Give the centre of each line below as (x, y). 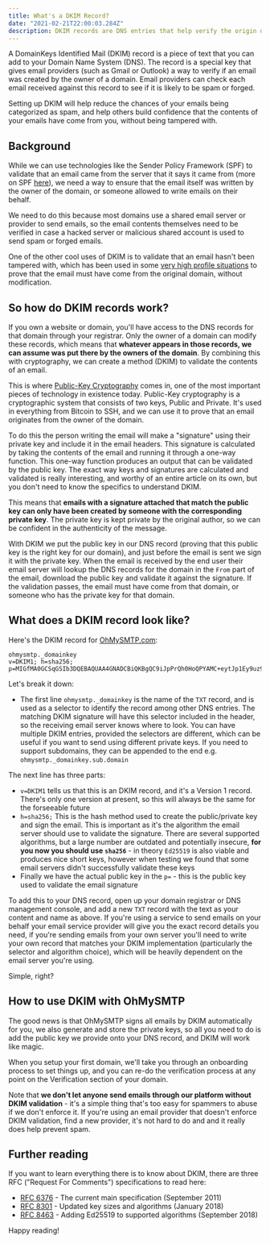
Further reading (48, 1155)
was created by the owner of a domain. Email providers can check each (127, 79)
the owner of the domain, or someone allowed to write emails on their (123, 191)
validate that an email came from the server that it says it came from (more (132, 174)
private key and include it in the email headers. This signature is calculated (132, 444)
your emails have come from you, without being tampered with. (113, 121)
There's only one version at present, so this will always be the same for (137, 799)
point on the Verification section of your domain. (88, 1079)
